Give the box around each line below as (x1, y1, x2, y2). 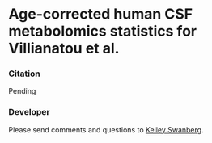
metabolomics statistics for (8, 22, 197, 40)
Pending (8, 86, 36, 96)
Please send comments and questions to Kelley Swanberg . (8, 124, 204, 134)
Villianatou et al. (8, 40, 120, 57)
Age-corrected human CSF (8, 5, 193, 23)
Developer (8, 107, 50, 118)
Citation (8, 68, 40, 79)
